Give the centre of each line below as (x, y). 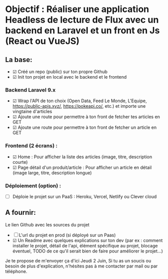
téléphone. (16, 271)
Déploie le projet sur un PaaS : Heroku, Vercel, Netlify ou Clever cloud (85, 196)
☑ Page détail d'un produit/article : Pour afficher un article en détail (82, 167)
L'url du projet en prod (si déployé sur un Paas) (67, 235)
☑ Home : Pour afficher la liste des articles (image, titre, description (82, 157)
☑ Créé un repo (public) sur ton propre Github (60, 72)
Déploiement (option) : (33, 185)
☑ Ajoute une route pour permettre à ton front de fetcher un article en (85, 127)
